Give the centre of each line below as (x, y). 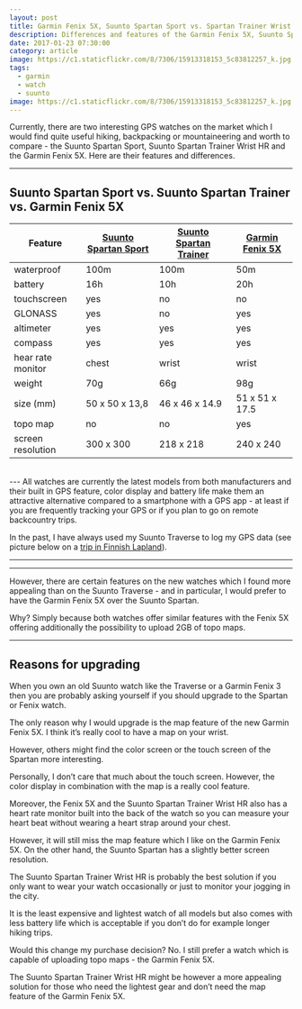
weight (28, 384)
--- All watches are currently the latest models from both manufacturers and (151, 482)
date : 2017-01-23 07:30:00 (60, 43)
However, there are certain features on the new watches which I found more (150, 581)
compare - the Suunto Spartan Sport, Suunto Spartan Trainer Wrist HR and (147, 146)
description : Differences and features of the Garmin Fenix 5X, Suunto (146, 34)
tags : (19, 68)
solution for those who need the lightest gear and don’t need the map (138, 986)
